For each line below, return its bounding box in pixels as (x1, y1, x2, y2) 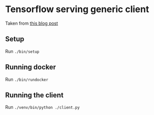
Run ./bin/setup (5, 48, 40, 54)
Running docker (5, 63, 56, 72)
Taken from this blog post (5, 20, 58, 26)
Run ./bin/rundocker (5, 76, 49, 82)
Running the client (5, 91, 64, 99)
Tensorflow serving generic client (5, 4, 149, 15)
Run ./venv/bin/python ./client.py (5, 104, 80, 110)
